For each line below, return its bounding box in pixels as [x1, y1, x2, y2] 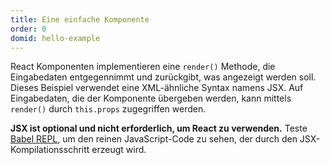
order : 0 [10, 24, 47, 34]
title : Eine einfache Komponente [10, 14, 150, 25]
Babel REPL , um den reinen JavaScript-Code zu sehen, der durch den [10, 133, 298, 145]
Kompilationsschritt [10, 144, 90, 156]
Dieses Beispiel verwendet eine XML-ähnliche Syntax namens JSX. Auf [10, 82, 304, 94]
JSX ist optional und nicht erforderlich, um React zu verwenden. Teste [10, 122, 308, 135]
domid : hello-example [10, 33, 101, 43]
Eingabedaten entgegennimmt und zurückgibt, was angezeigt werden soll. [10, 71, 317, 83]
